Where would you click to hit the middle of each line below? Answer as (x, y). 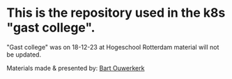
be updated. (24, 55)
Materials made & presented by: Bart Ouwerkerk (76, 68)
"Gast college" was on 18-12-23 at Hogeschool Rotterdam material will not (113, 47)
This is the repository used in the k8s (116, 13)
